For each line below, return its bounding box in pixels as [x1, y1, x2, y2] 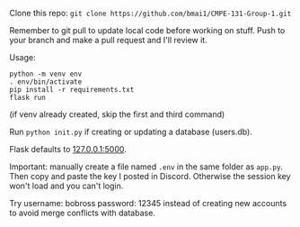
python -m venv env [9, 69, 83, 78]
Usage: [9, 52, 36, 62]
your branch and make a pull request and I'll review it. [9, 35, 208, 45]
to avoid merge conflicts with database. [9, 207, 155, 218]
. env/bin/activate [9, 77, 83, 86]
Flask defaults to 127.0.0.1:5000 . [9, 144, 128, 154]
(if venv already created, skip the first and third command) [9, 109, 225, 120]
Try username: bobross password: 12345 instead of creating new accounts [9, 198, 287, 208]
